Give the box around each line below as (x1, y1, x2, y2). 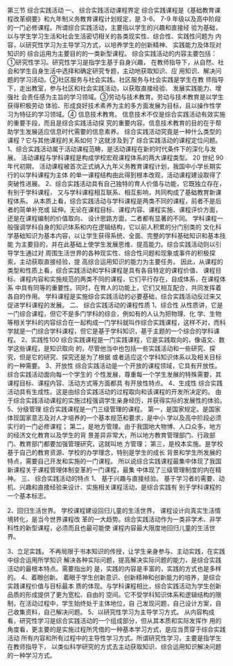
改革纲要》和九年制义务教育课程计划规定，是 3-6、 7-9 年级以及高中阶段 (12, 15, 221, 23)
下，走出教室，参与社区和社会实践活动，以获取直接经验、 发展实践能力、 (7, 84, 216, 92)
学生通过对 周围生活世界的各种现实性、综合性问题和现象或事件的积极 (12, 249, 209, 257)
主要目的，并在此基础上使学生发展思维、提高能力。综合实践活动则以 (20, 240, 216, 248)
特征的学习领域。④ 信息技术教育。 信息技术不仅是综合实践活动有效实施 (19, 110, 226, 118)
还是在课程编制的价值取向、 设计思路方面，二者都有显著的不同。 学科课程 (7, 214, 217, 222)
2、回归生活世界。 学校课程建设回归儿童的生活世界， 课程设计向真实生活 (7, 506, 215, 515)
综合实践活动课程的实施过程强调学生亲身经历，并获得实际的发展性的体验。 (12, 396, 226, 404)
